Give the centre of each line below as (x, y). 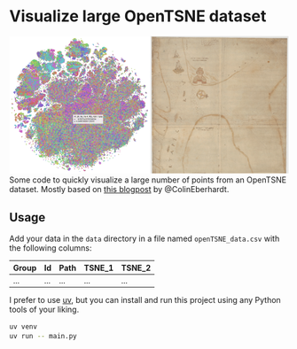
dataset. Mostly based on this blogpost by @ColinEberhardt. (119, 190)
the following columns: (51, 248)
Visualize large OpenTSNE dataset (138, 16)
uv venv (23, 327)
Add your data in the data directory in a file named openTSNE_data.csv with (145, 239)
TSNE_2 (136, 268)
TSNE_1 (98, 268)
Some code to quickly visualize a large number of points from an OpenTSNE (148, 180)
